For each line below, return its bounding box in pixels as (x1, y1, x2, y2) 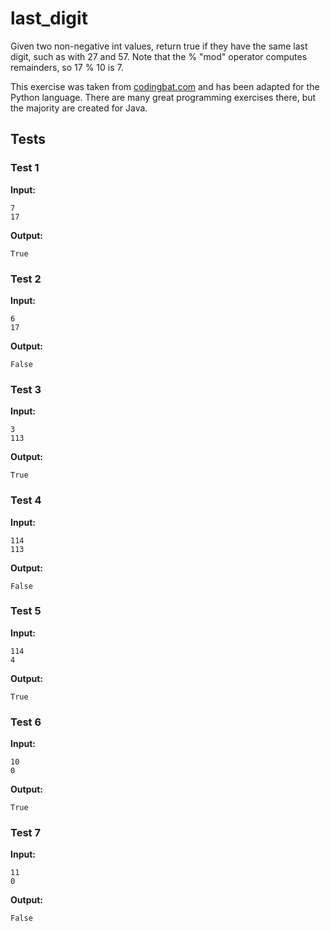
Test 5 (10, 604, 42, 618)
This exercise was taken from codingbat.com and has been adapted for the (10, 80, 320, 92)
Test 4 (10, 493, 42, 507)
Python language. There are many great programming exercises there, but (10, 91, 317, 103)
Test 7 (10, 826, 41, 840)
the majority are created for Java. (10, 102, 148, 114)
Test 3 (10, 382, 42, 396)
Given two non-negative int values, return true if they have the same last (10, 40, 308, 52)
